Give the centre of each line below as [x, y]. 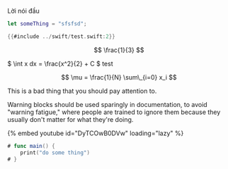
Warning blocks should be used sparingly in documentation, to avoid [107, 104]
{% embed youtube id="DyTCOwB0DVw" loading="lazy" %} [96, 133]
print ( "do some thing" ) [55, 152]
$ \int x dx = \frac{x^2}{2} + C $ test [60, 63]
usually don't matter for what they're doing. [70, 119]
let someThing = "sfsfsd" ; [47, 24]
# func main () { [31, 146]
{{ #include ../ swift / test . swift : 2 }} [61, 36]
